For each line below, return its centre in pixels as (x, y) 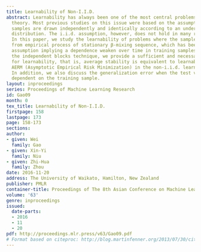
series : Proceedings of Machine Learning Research (71, 90)
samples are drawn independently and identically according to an (96, 28)
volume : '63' (22, 195)
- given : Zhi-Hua (28, 162)
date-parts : (27, 212)
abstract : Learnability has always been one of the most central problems (101, 17)
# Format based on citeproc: (42, 239)
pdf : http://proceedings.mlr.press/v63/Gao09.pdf (69, 233)
